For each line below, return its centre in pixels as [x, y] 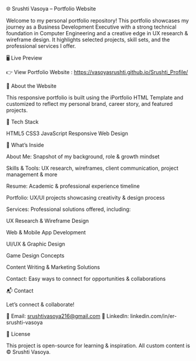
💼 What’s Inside [25, 145]
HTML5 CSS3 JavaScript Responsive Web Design [67, 133]
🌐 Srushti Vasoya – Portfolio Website [51, 9]
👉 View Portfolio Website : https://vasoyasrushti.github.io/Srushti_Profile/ [97, 72]
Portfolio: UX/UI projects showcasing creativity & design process [85, 198]
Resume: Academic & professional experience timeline [73, 186]
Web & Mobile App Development [46, 232]
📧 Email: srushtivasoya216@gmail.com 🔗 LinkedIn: [68, 316]
